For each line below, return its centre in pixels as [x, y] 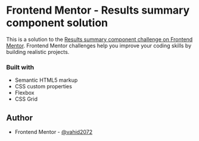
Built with [20, 67]
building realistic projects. [38, 52]
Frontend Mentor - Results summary [98, 10]
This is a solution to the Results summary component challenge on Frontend [99, 39]
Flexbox [24, 93]
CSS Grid [26, 99]
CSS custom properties [43, 86]
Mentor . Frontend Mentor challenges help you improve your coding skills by [99, 46]
